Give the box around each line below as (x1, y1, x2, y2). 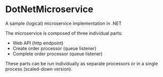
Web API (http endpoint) (12, 40, 64, 46)
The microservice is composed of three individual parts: (5, 30, 123, 36)
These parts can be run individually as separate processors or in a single (5, 60, 158, 66)
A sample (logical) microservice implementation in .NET (5, 20, 122, 26)
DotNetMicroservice (5, 4, 93, 15)
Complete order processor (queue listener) (12, 51, 103, 57)
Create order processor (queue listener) (12, 45, 97, 51)
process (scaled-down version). (5, 66, 72, 72)
